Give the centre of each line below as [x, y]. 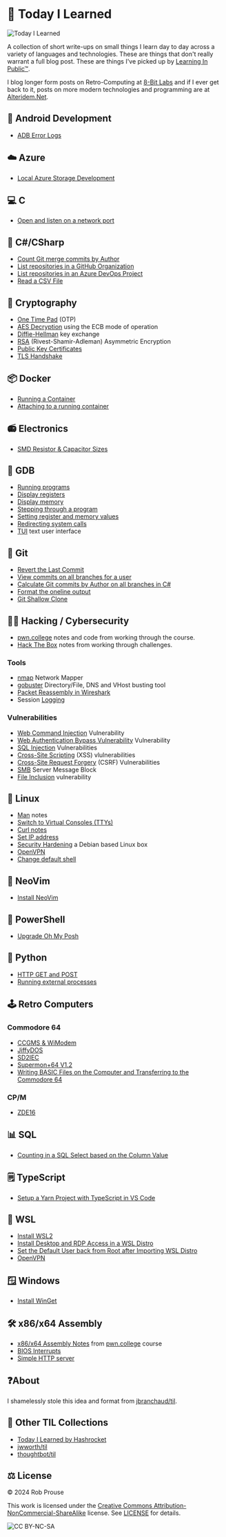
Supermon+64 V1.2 [45, 1065]
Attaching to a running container [63, 406]
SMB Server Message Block [56, 770]
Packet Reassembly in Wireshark [64, 692]
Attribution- [170, 1506]
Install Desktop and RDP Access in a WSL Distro [85, 1243]
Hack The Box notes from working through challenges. [95, 645]
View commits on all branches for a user [74, 577]
